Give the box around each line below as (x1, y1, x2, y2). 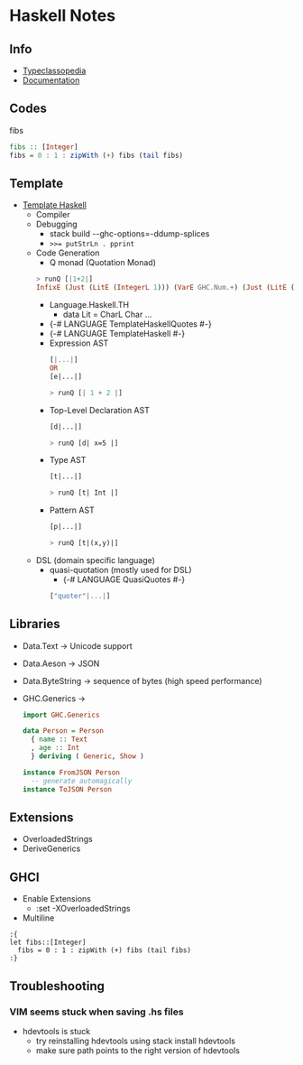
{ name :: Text (31, 735, 88, 745)
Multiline (22, 912, 55, 923)
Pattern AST (49, 505, 95, 515)
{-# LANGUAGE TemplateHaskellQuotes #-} (49, 319, 212, 329)
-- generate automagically (31, 776, 133, 785)
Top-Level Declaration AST (49, 404, 151, 415)
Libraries (9, 616, 60, 632)
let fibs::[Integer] (9, 938, 87, 948)
